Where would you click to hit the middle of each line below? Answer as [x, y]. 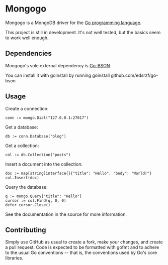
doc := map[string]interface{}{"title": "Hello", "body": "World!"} [78, 173]
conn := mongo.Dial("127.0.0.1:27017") [47, 118]
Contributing [26, 230]
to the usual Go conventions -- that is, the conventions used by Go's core [81, 253]
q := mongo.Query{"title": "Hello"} [44, 196]
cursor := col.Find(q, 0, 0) [36, 201]
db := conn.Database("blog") [36, 136]
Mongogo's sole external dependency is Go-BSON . [58, 65]
